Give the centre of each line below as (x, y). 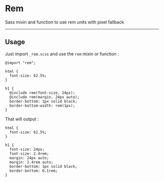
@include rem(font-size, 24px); (42, 93)
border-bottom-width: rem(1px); (42, 106)
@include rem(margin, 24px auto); (44, 97)
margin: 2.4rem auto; (31, 162)
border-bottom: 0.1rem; (33, 171)
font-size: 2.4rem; (29, 154)
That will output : (22, 119)
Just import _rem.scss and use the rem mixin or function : (62, 54)
